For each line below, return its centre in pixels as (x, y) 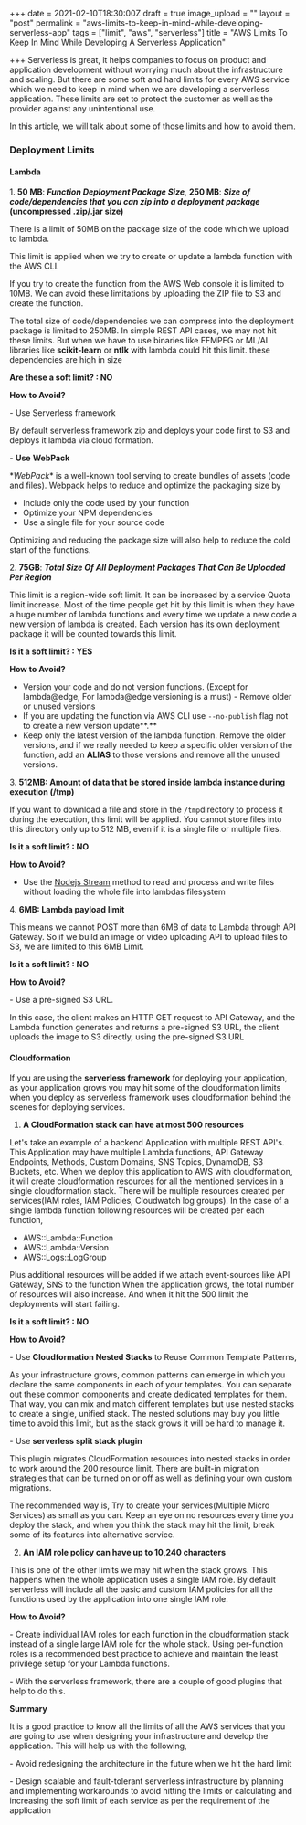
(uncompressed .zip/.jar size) (67, 211)
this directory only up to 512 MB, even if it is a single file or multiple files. (145, 829)
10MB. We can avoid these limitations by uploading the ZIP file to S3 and (145, 294)
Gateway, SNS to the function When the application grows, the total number (152, 1285)
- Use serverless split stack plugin (76, 1441)
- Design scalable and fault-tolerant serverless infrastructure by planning (147, 1781)
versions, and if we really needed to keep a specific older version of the (158, 745)
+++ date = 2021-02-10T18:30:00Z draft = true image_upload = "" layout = (150, 13)
